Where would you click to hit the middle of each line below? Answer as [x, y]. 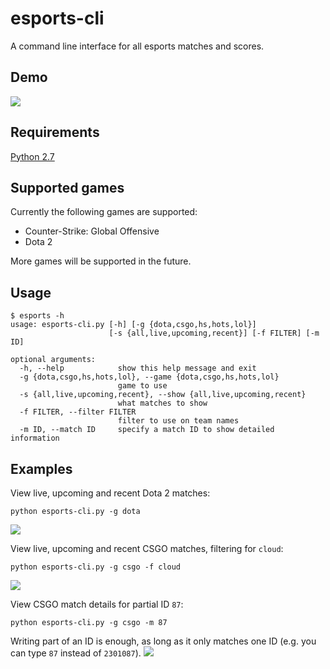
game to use [142, 386]
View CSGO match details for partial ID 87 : [97, 604]
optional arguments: [53, 360]
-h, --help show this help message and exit [138, 368]
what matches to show [162, 403]
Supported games [67, 187]
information [35, 438]
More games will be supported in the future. [101, 261]
